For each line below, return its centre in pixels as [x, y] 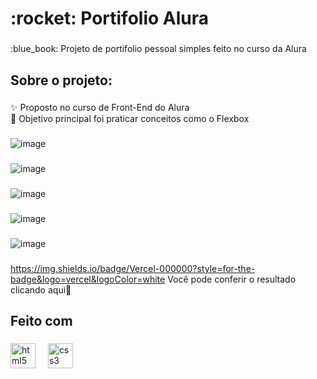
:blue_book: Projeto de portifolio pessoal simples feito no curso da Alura [158, 49]
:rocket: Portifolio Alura [110, 18]
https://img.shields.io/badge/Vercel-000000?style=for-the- [133, 268]
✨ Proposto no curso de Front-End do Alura [100, 108]
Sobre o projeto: [61, 80]
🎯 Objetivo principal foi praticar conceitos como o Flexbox [130, 119]
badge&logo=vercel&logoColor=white [88, 279]
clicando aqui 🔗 [41, 289]
